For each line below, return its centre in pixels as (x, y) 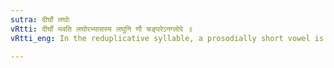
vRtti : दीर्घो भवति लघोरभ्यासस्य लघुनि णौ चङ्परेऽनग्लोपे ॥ (101, 29)
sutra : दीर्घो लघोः (40, 19)
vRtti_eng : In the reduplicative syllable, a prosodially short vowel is (167, 38)
